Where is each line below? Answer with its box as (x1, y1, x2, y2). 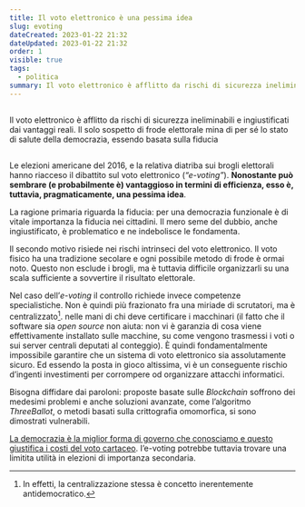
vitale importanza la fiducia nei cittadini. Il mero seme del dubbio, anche (9, 216, 279, 227)
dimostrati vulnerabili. (9, 415, 91, 427)
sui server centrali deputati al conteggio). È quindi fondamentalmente (9, 340, 268, 351)
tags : (9, 65, 30, 74)
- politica (17, 73, 59, 82)
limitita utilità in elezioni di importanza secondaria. (9, 452, 197, 463)
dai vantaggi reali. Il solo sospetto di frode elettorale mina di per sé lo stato (9, 124, 289, 135)
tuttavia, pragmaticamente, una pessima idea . (9, 189, 187, 200)
